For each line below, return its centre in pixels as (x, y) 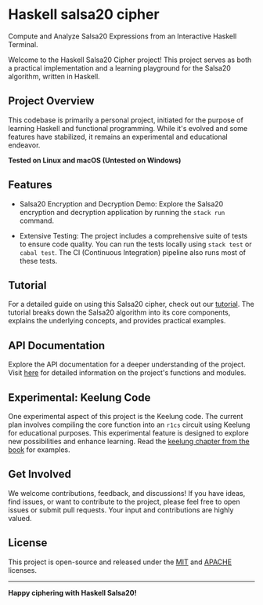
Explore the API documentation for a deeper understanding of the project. (127, 364)
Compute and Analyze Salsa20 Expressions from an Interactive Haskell (122, 36)
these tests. (38, 261)
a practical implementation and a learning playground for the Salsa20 (119, 67)
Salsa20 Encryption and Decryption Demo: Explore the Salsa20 (121, 204)
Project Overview (51, 101)
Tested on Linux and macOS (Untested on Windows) (95, 160)
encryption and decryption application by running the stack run (122, 212)
